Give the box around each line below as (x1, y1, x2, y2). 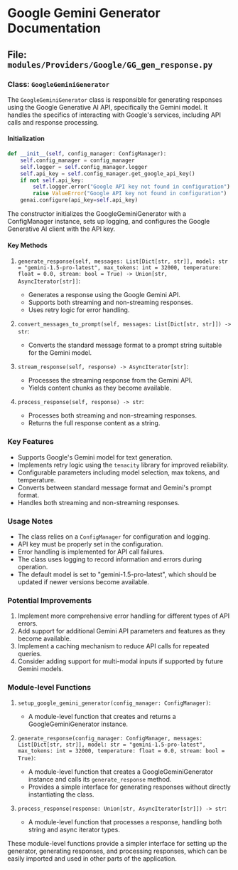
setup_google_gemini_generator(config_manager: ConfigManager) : (17, 698, 211, 707)
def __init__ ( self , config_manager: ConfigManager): (7, 150, 167, 157)
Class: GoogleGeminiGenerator (7, 79, 110, 89)
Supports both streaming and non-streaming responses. (28, 298, 193, 307)
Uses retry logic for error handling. (28, 306, 130, 314)
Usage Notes (7, 516, 53, 526)
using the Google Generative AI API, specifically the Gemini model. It (7, 103, 208, 111)
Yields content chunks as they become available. (28, 383, 172, 393)
